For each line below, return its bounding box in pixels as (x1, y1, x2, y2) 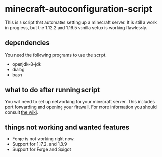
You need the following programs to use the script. (5, 52, 107, 58)
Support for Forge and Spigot (12, 146, 71, 152)
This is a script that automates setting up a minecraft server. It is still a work (5, 20, 157, 25)
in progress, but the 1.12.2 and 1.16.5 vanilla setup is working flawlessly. (5, 24, 148, 30)
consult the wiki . (5, 109, 38, 115)
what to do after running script (5, 86, 100, 94)
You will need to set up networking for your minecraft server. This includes (5, 98, 155, 104)
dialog (12, 66, 25, 72)
